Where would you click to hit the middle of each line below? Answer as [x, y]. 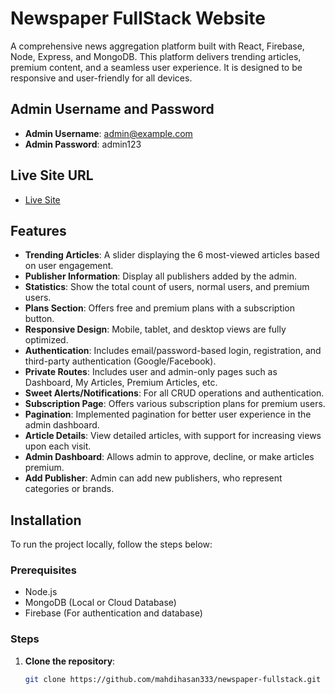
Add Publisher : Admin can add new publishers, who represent [153, 478]
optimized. [46, 340]
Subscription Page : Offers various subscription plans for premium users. [175, 404]
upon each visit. [58, 446]
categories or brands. [69, 489]
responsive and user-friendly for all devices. [101, 78]
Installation [46, 520]
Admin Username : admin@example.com [108, 133]
